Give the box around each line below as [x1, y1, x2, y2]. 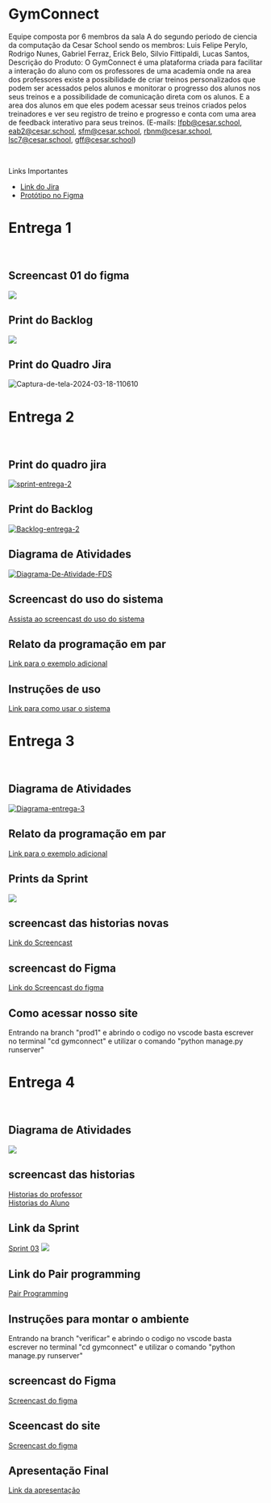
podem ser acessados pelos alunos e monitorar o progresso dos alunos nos [8, 83, 261, 93]
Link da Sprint [8, 1221, 80, 1234]
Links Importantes [8, 166, 69, 176]
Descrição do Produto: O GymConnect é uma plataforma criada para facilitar [8, 57, 263, 67]
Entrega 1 [8, 219, 72, 237]
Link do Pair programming [8, 1267, 141, 1281]
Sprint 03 [8, 1243, 40, 1254]
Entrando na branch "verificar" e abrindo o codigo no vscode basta [8, 1333, 232, 1343]
